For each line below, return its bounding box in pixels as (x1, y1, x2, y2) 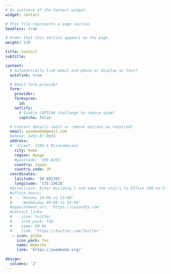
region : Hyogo (14, 152, 44, 158)
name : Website (16, 242, 47, 248)
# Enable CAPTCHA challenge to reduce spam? (18, 110, 115, 115)
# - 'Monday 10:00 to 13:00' (10, 195, 74, 200)
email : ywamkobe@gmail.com (10, 129, 67, 134)
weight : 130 (5, 40, 31, 45)
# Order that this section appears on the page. (5, 35, 110, 41)
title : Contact (5, 49, 38, 54)
